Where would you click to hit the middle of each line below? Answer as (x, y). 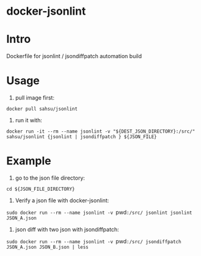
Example (29, 161)
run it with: (29, 120)
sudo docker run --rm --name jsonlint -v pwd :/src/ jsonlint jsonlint (99, 212)
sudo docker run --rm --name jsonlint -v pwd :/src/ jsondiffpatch (94, 241)
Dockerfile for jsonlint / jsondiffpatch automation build (74, 56)
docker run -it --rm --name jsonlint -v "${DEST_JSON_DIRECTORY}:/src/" (101, 132)
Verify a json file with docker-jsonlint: (62, 200)
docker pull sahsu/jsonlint (42, 109)
